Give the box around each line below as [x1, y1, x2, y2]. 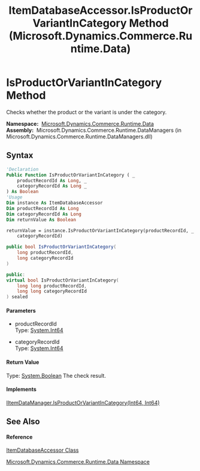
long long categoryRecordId [17, 288, 87, 295]
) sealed [6, 294, 28, 300]
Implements [6, 386, 37, 393]
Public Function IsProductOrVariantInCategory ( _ [6, 172, 135, 178]
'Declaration [6, 166, 39, 172]
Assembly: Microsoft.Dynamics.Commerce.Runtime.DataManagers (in [6, 126, 181, 134]
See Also [6, 416, 40, 427]
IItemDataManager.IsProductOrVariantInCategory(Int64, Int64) [6, 399, 160, 406]
